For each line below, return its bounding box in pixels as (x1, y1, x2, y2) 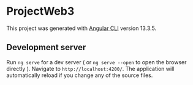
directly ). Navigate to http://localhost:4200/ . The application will (6, 65, 175, 72)
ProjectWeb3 (6, 4, 75, 18)
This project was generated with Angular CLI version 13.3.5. (6, 24, 157, 32)
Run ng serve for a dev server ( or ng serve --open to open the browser (6, 58, 187, 65)
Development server (6, 42, 86, 53)
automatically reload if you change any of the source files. (6, 72, 153, 79)
